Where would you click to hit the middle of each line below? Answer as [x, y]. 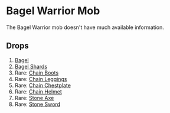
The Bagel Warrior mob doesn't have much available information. [85, 27]
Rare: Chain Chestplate [42, 85]
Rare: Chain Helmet [38, 91]
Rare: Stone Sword [37, 104]
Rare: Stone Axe [34, 98]
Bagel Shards [31, 66]
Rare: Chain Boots [37, 73]
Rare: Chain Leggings [41, 79]
